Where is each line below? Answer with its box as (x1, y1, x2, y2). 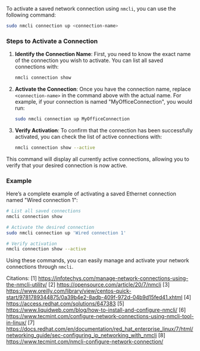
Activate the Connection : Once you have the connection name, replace (14, 86, 192, 93)
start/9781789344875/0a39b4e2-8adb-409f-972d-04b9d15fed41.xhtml (6, 294, 183, 301)
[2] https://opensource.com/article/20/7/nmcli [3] (48, 281, 170, 288)
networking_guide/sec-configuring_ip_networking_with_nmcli (6, 332, 157, 339)
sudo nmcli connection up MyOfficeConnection (14, 116, 130, 122)
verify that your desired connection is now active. (6, 161, 128, 169)
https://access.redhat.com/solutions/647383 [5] (6, 300, 124, 307)
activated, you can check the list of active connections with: (14, 133, 162, 140)
